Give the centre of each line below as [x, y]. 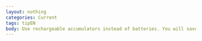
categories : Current [32, 17]
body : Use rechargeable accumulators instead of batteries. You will [95, 29]
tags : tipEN [21, 23]
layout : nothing [26, 12]
